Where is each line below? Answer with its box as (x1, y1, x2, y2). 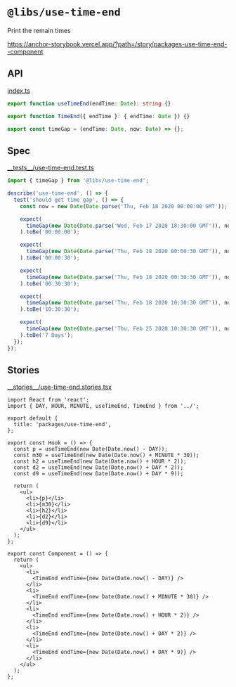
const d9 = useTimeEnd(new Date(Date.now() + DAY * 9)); (13, 470, 184, 477)
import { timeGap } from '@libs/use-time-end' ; (7, 177, 150, 184)
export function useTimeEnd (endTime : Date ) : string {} (7, 100, 171, 107)
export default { (7, 415, 58, 422)
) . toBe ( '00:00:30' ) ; (20, 255, 80, 262)
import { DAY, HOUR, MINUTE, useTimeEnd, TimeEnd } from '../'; (7, 403, 199, 410)
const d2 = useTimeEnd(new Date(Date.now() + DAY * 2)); (13, 464, 184, 471)
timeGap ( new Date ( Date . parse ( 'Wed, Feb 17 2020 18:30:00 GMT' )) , (25, 222, 221, 229)
